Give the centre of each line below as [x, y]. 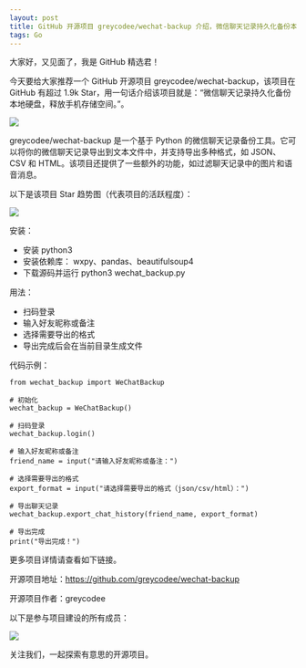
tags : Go [26, 35]
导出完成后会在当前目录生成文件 [82, 346]
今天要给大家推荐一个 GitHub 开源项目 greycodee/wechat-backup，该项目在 [153, 81]
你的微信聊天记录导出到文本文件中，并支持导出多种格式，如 [137, 152]
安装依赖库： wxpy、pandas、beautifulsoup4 [108, 262]
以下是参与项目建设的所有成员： [69, 618]
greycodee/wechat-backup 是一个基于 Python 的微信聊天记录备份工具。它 [149, 141]
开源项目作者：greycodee [58, 599]
